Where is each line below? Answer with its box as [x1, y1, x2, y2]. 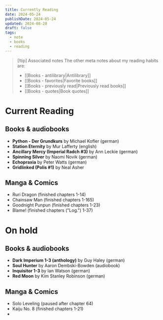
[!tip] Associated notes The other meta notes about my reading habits [17, 57, 159, 63]
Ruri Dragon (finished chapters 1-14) [12, 192, 86, 198]
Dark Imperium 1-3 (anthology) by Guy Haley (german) [12, 257, 125, 263]
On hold [5, 225, 38, 236]
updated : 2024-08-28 [5, 21, 48, 26]
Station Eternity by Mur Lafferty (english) [12, 143, 97, 149]
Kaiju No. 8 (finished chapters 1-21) [12, 306, 84, 312]
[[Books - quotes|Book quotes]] [24, 88, 90, 94]
